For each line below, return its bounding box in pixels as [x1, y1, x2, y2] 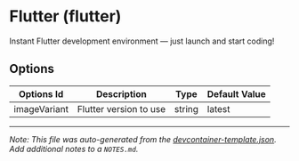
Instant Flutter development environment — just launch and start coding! [9, 36, 275, 46]
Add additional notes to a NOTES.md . [9, 143, 139, 154]
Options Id [18, 87, 64, 100]
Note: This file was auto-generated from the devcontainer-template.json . [9, 133, 278, 144]
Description [96, 87, 147, 100]
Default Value [206, 87, 267, 100]
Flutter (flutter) [9, 6, 122, 27]
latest [206, 102, 230, 115]
